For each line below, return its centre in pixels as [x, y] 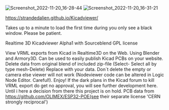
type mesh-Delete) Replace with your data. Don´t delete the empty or [78, 69]
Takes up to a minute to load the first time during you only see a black [79, 28]
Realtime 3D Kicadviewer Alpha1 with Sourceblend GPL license [72, 43]
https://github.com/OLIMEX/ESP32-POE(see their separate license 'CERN [83, 96]
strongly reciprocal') [27, 102]
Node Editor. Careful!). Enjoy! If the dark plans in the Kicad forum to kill [80, 80]
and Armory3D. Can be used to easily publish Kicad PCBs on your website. [84, 58]
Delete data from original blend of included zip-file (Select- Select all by [81, 64]
